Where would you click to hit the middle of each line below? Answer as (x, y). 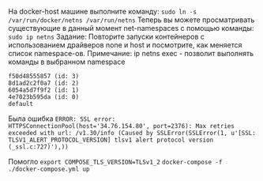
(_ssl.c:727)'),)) (38, 147)
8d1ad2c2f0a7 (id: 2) (44, 83)
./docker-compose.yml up (49, 169)
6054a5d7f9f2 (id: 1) (44, 90)
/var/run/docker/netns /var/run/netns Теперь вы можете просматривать (131, 20)
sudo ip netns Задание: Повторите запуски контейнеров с (107, 36)
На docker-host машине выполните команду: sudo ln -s (103, 11)
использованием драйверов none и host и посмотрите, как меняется (125, 45)
